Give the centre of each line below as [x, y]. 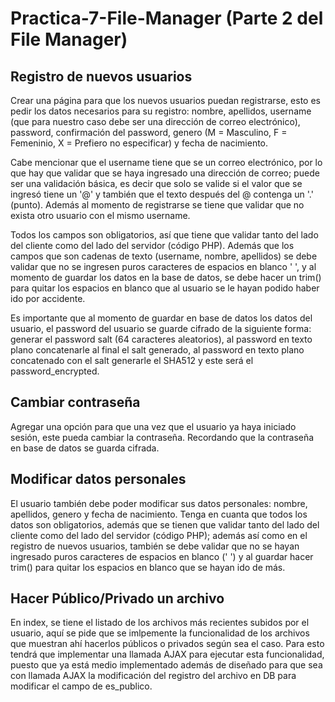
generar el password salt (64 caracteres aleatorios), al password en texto [161, 339]
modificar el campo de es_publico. [81, 686]
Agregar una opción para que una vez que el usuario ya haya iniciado [153, 426]
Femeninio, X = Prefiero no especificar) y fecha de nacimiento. [139, 143]
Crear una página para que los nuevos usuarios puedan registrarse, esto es [165, 100]
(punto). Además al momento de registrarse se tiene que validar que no [157, 205]
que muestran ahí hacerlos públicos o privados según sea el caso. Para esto [167, 644]
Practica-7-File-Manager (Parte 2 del [167, 18]
